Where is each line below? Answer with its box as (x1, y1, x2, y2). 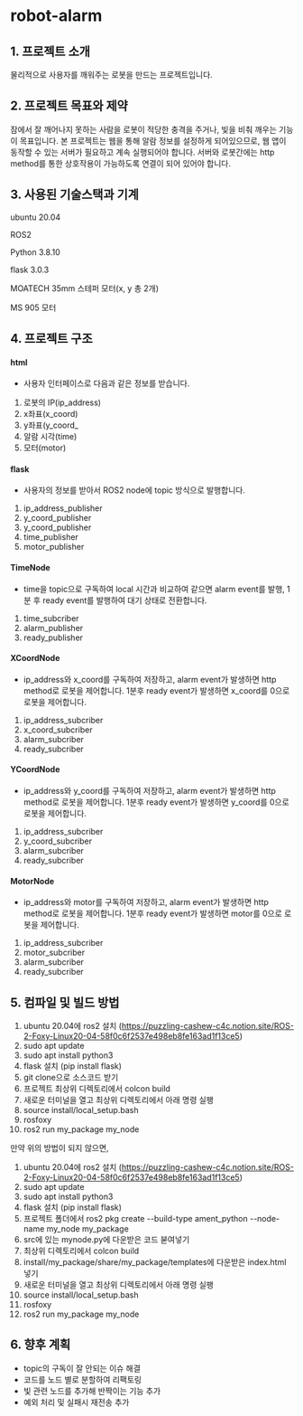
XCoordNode (10, 653, 60, 664)
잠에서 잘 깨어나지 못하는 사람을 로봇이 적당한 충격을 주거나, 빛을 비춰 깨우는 (10, 124, 278, 135)
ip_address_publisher (23, 503, 103, 514)
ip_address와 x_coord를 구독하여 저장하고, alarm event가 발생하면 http (23, 674, 277, 684)
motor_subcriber (23, 947, 85, 958)
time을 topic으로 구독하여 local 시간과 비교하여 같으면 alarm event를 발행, (23, 583, 285, 594)
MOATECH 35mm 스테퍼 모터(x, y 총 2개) (10, 282, 159, 294)
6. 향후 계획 (10, 1337, 71, 1353)
